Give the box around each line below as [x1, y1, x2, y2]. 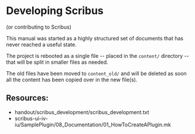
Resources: [6, 93, 49, 103]
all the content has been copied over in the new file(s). [6, 76, 138, 83]
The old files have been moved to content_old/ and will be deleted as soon [6, 70, 187, 77]
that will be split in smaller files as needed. [6, 59, 108, 66]
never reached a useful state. [6, 41, 77, 48]
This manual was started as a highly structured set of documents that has [6, 35, 183, 42]
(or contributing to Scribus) [6, 23, 72, 30]
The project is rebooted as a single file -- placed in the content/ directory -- [6, 52, 189, 59]
